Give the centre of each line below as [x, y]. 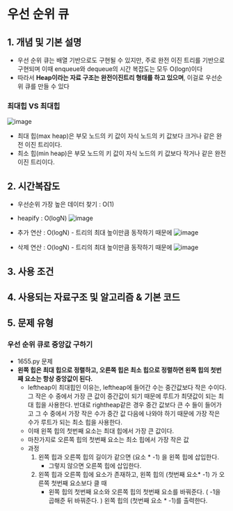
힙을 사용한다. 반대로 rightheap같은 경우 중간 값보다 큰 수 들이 [119, 404]
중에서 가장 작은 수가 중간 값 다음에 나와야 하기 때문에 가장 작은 [135, 413]
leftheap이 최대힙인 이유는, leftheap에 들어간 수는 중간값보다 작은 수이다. [127, 387]
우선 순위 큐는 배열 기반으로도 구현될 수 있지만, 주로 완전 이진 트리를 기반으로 [121, 60]
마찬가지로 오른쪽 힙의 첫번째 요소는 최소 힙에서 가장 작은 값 [108, 439]
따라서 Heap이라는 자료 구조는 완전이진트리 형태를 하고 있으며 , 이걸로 [111, 78]
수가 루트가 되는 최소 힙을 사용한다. [75, 422]
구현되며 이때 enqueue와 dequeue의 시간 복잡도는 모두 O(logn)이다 [110, 69]
